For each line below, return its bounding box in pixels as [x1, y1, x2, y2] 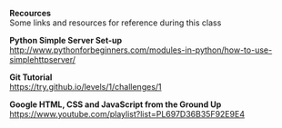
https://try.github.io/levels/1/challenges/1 [9, 82, 162, 92]
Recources [9, 8, 52, 18]
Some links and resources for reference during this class [9, 17, 222, 28]
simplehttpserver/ [9, 54, 76, 64]
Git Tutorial [9, 72, 53, 83]
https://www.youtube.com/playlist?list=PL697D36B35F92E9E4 [9, 109, 246, 119]
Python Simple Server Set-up [9, 35, 123, 45]
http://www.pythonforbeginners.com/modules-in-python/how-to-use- [9, 44, 273, 55]
